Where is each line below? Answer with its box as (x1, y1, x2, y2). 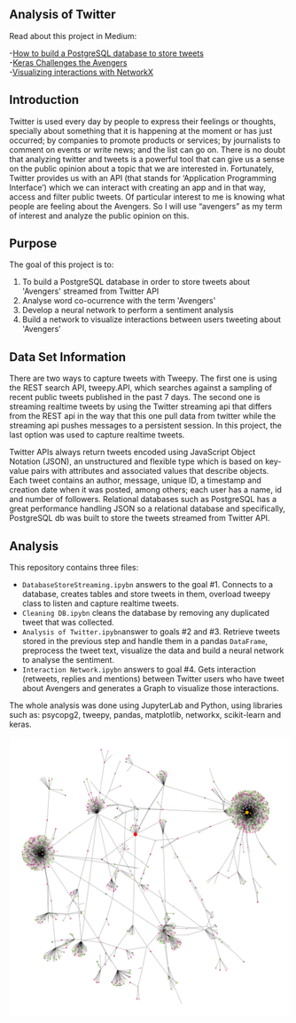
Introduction (9, 92, 80, 107)
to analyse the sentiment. (21, 655, 115, 665)
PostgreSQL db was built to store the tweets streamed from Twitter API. (9, 513, 270, 523)
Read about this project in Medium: (9, 30, 137, 41)
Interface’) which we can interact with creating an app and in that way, (9, 182, 266, 193)
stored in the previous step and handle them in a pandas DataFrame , (21, 636, 269, 647)
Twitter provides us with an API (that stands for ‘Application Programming (9, 172, 277, 183)
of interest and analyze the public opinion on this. (9, 210, 190, 221)
